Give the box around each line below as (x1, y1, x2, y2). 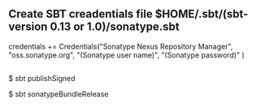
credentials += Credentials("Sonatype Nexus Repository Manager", (8, 41, 233, 51)
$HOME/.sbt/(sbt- (154, 7, 249, 21)
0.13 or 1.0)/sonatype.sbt (50, 20, 180, 34)
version (8, 20, 48, 34)
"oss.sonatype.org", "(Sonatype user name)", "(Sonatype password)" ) (8, 49, 245, 60)
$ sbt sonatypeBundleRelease (8, 89, 109, 99)
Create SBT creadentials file (8, 7, 153, 21)
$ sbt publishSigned (8, 74, 76, 83)
